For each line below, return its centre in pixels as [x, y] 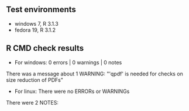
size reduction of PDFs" [35, 80]
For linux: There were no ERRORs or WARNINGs [72, 91]
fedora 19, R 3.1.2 [35, 30]
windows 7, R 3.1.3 [36, 23]
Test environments [41, 10]
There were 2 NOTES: [32, 102]
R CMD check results [45, 48]
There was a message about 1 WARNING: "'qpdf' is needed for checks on [94, 74]
